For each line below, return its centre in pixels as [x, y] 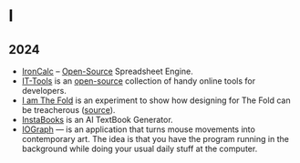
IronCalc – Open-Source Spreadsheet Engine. [107, 71]
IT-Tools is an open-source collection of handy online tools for [139, 81]
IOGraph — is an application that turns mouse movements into [139, 129]
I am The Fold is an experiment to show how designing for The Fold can [156, 100]
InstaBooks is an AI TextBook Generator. [98, 120]
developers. [44, 91]
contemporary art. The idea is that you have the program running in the [155, 139]
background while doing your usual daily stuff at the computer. [140, 148]
